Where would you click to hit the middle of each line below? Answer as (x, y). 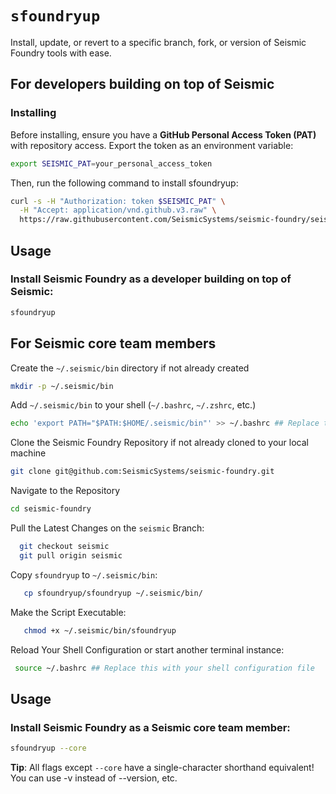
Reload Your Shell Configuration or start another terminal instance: (147, 649)
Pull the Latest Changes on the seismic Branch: (107, 528)
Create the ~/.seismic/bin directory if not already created (130, 368)
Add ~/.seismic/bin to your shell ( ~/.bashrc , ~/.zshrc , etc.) (133, 405)
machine (28, 453)
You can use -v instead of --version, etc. (94, 778)
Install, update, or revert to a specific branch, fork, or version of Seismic (158, 42)
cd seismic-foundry (51, 509)
